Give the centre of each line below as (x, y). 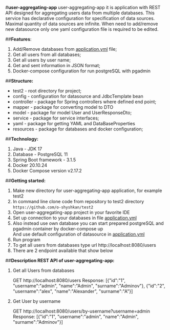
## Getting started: (26, 181)
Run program (27, 240)
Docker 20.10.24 (30, 165)
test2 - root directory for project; (47, 91)
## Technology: (22, 139)
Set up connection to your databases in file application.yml (75, 218)
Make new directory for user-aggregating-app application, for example (87, 190)
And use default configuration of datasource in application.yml (79, 234)
